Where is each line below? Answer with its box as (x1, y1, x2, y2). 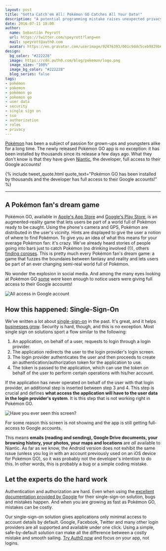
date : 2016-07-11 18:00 (5, 21, 54, 26)
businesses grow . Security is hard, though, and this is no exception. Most (5, 324, 154, 329)
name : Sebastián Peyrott (9, 30, 61, 35)
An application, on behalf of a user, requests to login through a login (12, 339, 151, 344)
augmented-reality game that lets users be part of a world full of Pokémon (5, 219, 157, 225)
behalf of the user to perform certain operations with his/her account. (12, 370, 154, 376)
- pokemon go (5, 95, 32, 100)
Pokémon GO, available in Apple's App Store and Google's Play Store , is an (5, 214, 158, 220)
